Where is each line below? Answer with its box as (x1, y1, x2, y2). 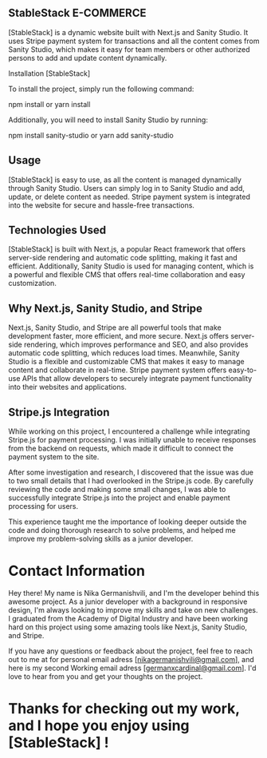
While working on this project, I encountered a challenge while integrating (8, 427, 250, 436)
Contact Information (8, 562, 146, 580)
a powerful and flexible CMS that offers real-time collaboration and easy (8, 270, 245, 280)
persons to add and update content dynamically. (8, 53, 167, 62)
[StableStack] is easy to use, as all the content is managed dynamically (8, 175, 241, 185)
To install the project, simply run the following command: (8, 84, 194, 93)
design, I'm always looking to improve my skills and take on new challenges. (8, 605, 258, 614)
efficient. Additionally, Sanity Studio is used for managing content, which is (8, 261, 254, 271)
